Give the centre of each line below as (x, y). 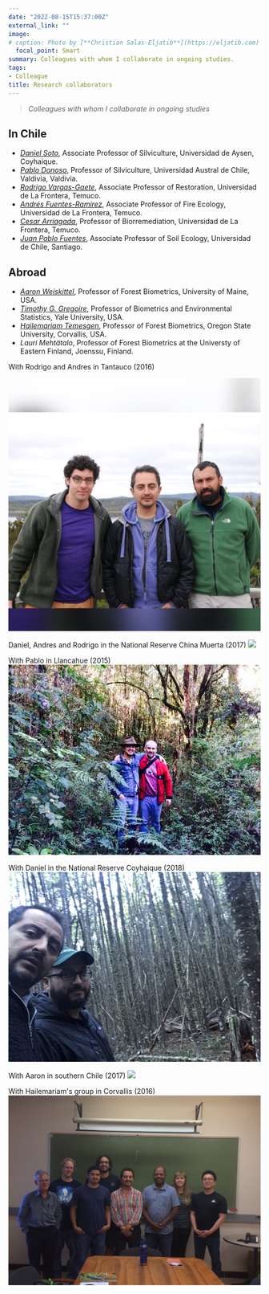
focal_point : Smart (48, 51)
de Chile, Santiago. (51, 247)
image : (19, 34)
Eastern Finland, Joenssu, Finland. (76, 351)
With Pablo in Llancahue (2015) (60, 661)
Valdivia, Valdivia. (49, 179)
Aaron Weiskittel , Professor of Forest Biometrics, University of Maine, (134, 292)
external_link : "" (39, 25)
